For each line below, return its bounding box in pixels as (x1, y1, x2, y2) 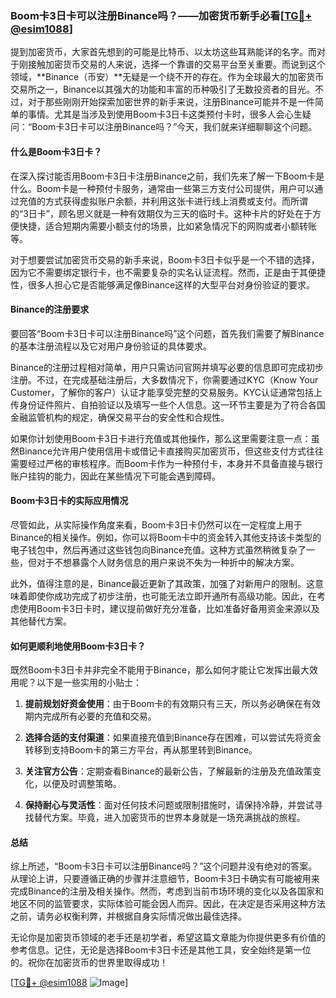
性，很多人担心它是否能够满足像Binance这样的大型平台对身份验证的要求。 (10, 278, 316, 291)
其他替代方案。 (10, 615, 72, 627)
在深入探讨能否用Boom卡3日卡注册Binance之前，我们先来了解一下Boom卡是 (10, 170, 325, 182)
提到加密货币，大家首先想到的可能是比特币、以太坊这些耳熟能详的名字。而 (10, 46, 317, 58)
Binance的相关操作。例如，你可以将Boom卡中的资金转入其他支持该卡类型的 (10, 531, 322, 543)
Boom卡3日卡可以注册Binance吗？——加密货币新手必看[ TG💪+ (10, 8, 313, 22)
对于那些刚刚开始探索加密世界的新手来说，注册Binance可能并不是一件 (27, 96, 316, 108)
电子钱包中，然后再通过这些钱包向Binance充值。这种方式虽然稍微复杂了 (10, 543, 307, 556)
